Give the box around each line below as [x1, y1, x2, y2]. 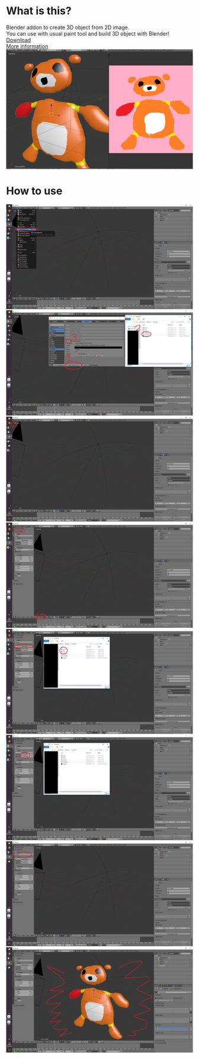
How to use [6, 184, 63, 197]
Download [6, 36, 31, 43]
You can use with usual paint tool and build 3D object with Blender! [6, 30, 170, 37]
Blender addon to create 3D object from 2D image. [6, 24, 130, 31]
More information [6, 43, 49, 50]
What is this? [6, 4, 72, 18]
